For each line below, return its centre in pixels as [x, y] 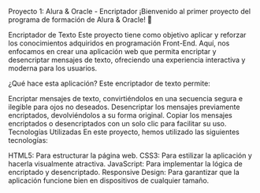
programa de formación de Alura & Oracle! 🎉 [80, 20]
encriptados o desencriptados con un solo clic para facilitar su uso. [117, 124]
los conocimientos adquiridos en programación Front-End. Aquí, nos [119, 43]
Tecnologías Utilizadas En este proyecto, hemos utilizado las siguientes [124, 132]
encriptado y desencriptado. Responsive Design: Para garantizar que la [124, 172]
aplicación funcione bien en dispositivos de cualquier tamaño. [109, 180]
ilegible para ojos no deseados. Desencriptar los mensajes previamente [124, 107]
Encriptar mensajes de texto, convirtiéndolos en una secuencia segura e [125, 98]
